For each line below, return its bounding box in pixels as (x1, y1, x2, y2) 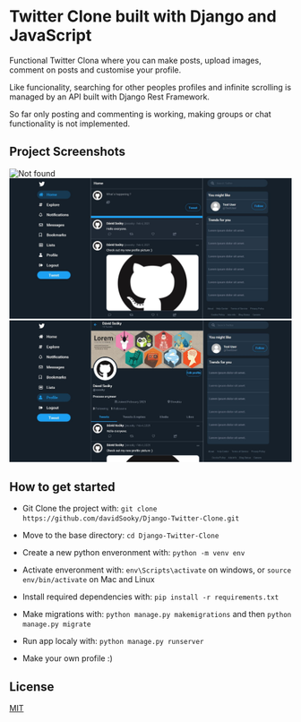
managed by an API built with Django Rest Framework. (9, 91, 211, 102)
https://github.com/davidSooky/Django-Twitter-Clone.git (21, 514, 240, 523)
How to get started (9, 479, 116, 494)
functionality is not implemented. (9, 118, 131, 129)
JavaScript (9, 25, 92, 46)
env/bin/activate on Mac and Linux (21, 574, 155, 585)
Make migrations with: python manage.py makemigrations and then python (21, 609, 292, 620)
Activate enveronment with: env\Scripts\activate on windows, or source (21, 564, 292, 575)
